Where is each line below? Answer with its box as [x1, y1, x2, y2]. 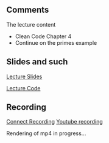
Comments [6, 5, 49, 15]
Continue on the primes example [15, 39, 97, 46]
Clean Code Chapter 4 [15, 33, 72, 40]
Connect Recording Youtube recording [6, 118, 104, 125]
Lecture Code [6, 84, 41, 91]
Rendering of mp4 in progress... [6, 130, 86, 137]
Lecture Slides [6, 73, 43, 80]
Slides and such [6, 57, 68, 67]
